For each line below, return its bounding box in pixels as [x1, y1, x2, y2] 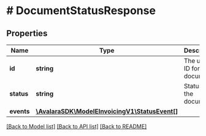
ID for [183, 64, 200, 72]
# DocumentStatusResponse [6, 4, 156, 18]
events [9, 107, 30, 115]
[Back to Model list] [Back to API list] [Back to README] [6, 123, 147, 130]
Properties [6, 28, 48, 39]
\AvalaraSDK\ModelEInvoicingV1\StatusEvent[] [36, 107, 178, 115]
